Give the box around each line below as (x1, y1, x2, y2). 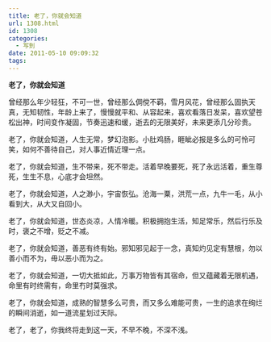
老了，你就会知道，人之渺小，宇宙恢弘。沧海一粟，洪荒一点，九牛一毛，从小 (8, 189, 263, 198)
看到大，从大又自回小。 (8, 198, 86, 208)
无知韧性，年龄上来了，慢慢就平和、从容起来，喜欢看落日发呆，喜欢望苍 (22, 106, 263, 117)
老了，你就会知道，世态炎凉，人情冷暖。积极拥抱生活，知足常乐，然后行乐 (8, 215, 256, 226)
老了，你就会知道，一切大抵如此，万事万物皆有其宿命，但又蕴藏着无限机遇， (8, 270, 263, 280)
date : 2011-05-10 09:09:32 (8, 49, 99, 57)
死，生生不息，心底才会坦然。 (8, 171, 107, 181)
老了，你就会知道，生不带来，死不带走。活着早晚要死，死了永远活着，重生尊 (8, 161, 263, 171)
